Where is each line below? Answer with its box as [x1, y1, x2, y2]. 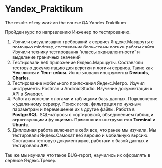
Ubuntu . [12, 121, 29, 128]
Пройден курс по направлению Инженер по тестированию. [5, 29, 131, 35]
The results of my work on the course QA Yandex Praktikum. [5, 20, 128, 25]
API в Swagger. [12, 91, 44, 96]
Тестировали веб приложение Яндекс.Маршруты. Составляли [12, 59, 143, 65]
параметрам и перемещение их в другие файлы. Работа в [12, 106, 135, 112]
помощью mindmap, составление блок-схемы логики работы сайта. [12, 44, 156, 49]
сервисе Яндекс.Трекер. [5, 157, 56, 163]
